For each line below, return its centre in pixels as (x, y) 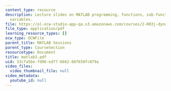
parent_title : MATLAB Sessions (38, 43)
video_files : (19, 66)
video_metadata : (22, 76)
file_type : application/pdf (35, 29)
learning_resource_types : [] (36, 33)
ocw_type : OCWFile (25, 38)
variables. (21, 19)
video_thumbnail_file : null (40, 71)
